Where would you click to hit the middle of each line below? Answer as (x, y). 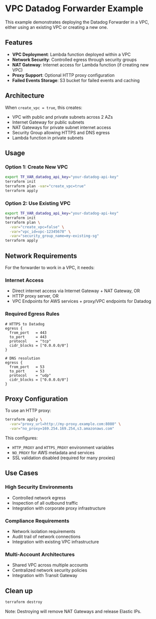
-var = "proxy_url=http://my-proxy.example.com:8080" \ (65, 424)
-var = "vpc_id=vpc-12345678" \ (40, 232)
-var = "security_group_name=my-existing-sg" (54, 236)
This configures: (21, 438)
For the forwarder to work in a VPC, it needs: (50, 267)
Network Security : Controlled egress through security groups (74, 60)
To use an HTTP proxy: (28, 410)
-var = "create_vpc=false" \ (37, 227)
